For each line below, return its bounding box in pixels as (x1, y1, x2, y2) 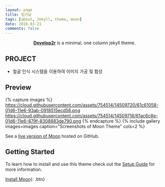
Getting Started (5, 148, 55, 156)
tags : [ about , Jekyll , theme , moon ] (5, 17, 82, 22)
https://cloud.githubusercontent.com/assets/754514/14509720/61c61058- (5, 102, 159, 108)
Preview (5, 83, 32, 92)
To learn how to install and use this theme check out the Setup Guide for (5, 161, 155, 167)
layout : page (5, 7, 33, 13)
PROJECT (5, 54, 37, 63)
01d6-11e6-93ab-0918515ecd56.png (5, 107, 80, 113)
